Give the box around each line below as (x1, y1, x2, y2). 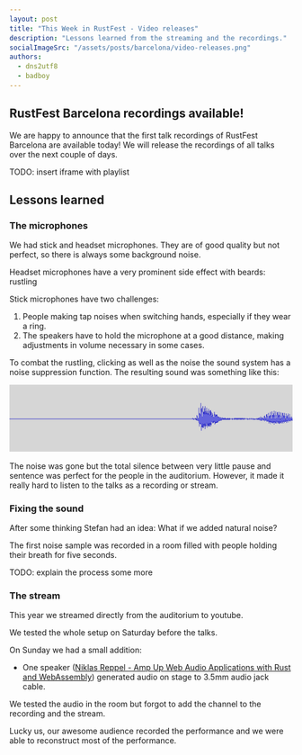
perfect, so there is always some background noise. (9, 249, 201, 260)
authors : (9, 52, 42, 62)
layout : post (9, 14, 58, 23)
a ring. (22, 320, 47, 332)
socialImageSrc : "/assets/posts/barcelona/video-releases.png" (9, 43, 252, 52)
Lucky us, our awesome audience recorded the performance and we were (9, 725, 284, 737)
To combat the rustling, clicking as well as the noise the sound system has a (9, 357, 291, 368)
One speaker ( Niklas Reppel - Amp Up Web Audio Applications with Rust (22, 662, 291, 673)
